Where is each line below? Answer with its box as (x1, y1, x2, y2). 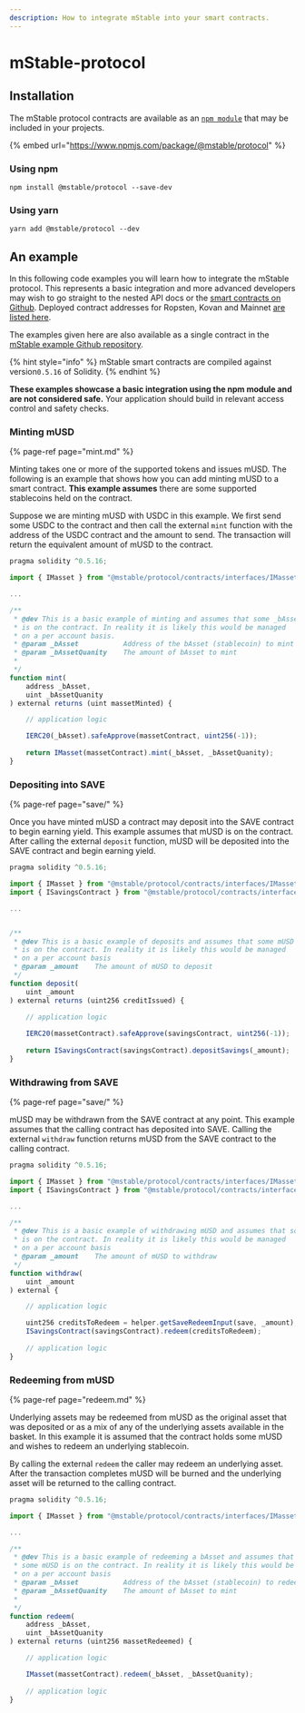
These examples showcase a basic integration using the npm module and (9, 384, 292, 395)
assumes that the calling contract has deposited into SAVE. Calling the (9, 1124, 272, 1135)
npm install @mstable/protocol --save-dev (9, 182, 172, 191)
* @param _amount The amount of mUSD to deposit (13, 963, 213, 972)
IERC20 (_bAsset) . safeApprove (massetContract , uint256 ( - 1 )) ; (25, 731, 258, 740)
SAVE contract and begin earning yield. (9, 846, 156, 856)
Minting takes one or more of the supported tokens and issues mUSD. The (9, 464, 288, 475)
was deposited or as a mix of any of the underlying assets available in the (9, 1421, 284, 1432)
